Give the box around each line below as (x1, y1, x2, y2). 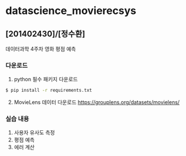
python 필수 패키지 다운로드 (13, 76, 78, 83)
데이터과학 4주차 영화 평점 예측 (5, 46, 77, 52)
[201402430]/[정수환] (5, 29, 85, 39)
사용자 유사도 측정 (13, 129, 55, 136)
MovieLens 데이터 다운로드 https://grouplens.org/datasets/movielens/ (13, 99, 180, 106)
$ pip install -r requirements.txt (5, 88, 92, 93)
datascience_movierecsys (5, 4, 137, 18)
